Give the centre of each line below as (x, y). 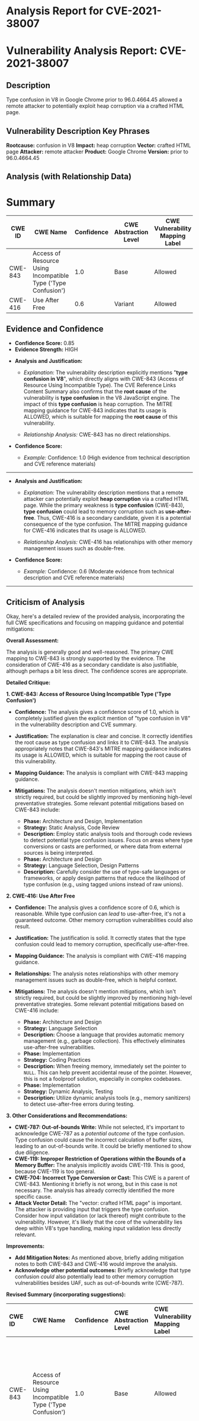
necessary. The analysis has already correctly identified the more (94, 1190)
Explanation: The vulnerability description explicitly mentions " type (106, 372)
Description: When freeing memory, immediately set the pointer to (105, 1066)
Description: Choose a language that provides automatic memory (104, 1034)
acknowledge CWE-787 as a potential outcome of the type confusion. (100, 1133)
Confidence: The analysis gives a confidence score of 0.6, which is (97, 907)
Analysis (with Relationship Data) (69, 177)
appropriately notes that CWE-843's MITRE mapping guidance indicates (103, 748)
